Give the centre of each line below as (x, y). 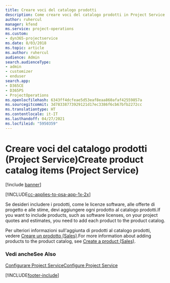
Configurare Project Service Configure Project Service (62, 265)
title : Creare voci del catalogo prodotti (51, 10)
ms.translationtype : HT (31, 109)
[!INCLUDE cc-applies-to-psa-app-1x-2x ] (48, 194)
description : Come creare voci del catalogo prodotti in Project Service (85, 15)
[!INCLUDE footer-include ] (32, 275)
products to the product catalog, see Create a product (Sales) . (70, 241)
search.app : (18, 81)
